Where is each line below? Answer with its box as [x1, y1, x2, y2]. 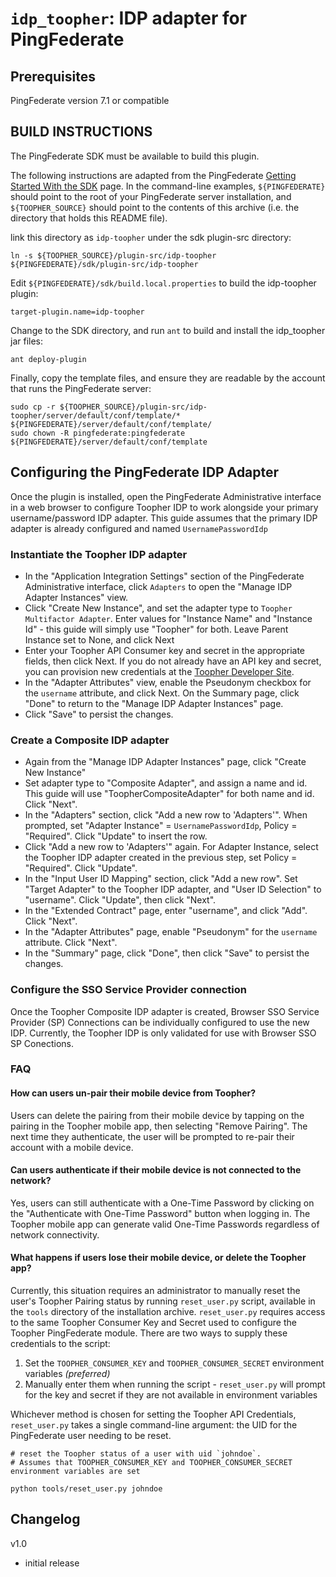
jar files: [10, 335, 44, 347]
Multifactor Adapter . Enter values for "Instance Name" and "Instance [24, 612, 313, 624]
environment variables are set [10, 1467, 141, 1477]
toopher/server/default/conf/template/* [10, 410, 182, 421]
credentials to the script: [10, 1338, 111, 1350]
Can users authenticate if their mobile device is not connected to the [10, 1164, 302, 1176]
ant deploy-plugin [10, 354, 87, 364]
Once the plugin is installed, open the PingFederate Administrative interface [10, 490, 322, 502]
